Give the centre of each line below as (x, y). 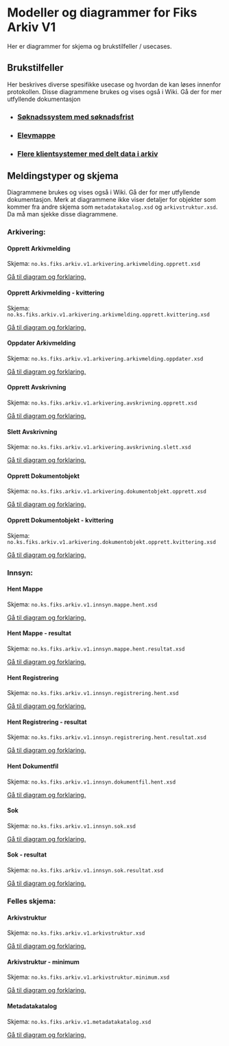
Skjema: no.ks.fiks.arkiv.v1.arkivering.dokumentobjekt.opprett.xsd (107, 491)
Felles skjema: (32, 901)
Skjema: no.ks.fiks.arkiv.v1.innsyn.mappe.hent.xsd (82, 604)
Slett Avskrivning (32, 431)
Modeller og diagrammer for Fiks (102, 13)
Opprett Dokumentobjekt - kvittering (60, 521)
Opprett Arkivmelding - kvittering (56, 293)
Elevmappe (36, 135)
